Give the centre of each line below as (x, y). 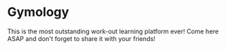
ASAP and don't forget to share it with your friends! (82, 38)
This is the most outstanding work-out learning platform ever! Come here (113, 31)
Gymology (38, 12)
